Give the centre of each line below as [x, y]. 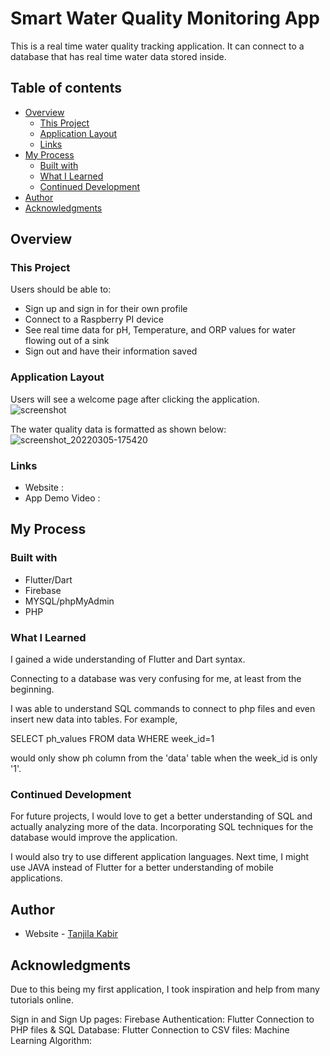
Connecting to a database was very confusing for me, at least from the [156, 679]
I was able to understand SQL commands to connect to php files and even [163, 709]
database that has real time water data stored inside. [118, 56]
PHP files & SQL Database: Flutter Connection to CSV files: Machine [150, 1029]
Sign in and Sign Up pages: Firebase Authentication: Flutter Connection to [162, 1019]
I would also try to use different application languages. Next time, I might [160, 857]
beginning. [32, 689]
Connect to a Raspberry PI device [94, 319]
